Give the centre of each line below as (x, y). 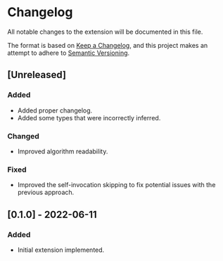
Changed (24, 136)
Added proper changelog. (55, 110)
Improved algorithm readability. (63, 151)
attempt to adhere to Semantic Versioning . (69, 53)
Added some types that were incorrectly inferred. (89, 117)
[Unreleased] (37, 75)
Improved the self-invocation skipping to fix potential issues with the (116, 185)
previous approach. (46, 192)
